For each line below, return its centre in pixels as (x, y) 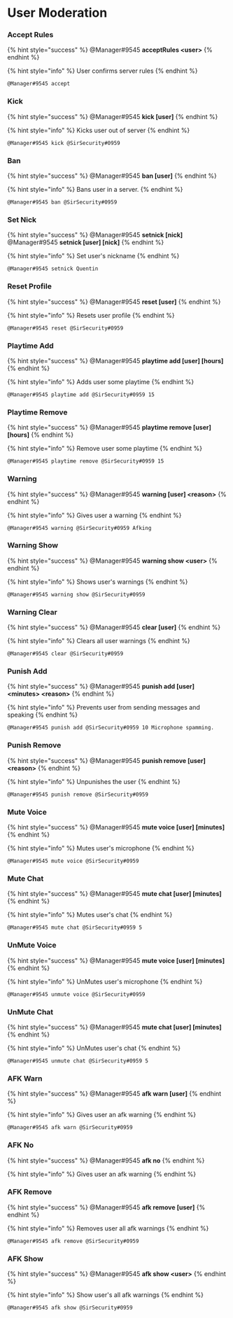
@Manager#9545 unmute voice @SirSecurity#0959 (76, 994)
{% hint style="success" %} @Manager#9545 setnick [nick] (95, 235)
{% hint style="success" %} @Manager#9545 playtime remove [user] (109, 428)
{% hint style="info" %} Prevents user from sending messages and (104, 708)
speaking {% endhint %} (43, 715)
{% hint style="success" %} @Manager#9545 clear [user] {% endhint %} (114, 627)
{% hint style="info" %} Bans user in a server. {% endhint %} (95, 190)
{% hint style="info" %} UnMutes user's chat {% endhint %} (94, 1048)
